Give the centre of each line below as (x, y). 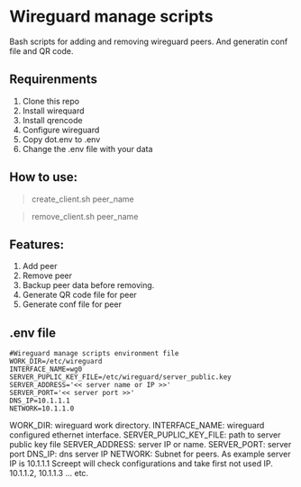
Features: (37, 244)
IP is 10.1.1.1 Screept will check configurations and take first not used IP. (141, 464)
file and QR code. (41, 50)
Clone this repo (50, 101)
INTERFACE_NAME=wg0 (46, 370)
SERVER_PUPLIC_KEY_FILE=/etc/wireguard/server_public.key (120, 377)
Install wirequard (53, 111)
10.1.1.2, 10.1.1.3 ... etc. (49, 473)
